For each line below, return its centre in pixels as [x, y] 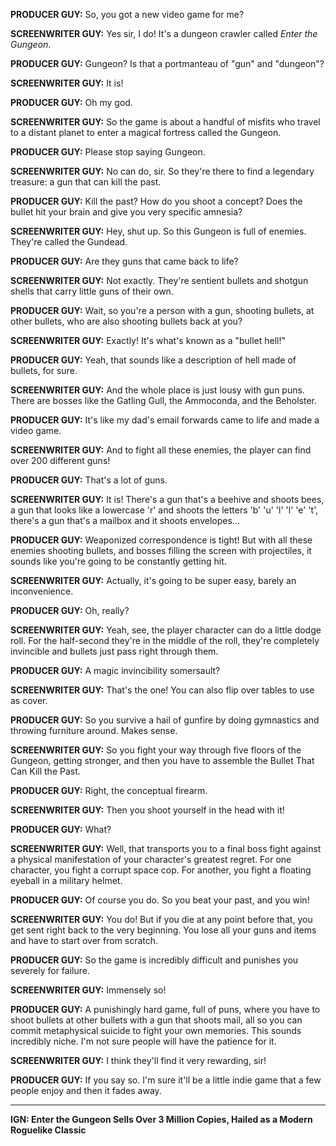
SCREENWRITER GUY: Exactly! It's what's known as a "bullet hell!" [148, 340]
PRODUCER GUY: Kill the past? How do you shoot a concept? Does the [156, 201]
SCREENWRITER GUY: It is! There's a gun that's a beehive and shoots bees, [167, 499]
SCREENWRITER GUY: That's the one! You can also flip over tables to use [162, 690]
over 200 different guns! [60, 460]
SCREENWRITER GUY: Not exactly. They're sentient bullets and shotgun [159, 280]
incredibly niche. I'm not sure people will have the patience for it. [143, 1041]
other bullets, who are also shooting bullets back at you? [126, 321]
